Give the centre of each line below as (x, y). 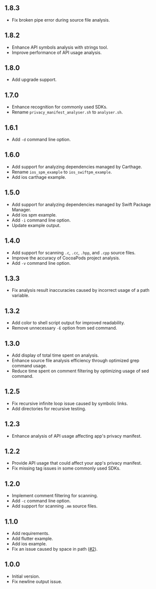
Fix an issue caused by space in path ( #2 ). (54, 549)
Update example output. (36, 225)
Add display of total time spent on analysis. (55, 355)
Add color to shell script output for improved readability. (68, 323)
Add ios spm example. (34, 215)
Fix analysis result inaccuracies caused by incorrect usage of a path (80, 290)
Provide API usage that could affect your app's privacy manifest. (77, 463)
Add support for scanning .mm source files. (54, 506)
